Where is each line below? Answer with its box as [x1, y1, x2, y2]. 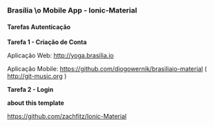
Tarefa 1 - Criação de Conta [7, 38, 88, 46]
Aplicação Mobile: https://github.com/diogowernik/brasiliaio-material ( [7, 65, 207, 73]
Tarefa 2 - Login [7, 86, 54, 94]
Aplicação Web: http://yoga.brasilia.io [7, 51, 114, 60]
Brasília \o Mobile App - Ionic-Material [7, 6, 137, 15]
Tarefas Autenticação [7, 23, 71, 31]
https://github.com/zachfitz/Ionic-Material [7, 113, 127, 121]
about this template [7, 99, 64, 107]
